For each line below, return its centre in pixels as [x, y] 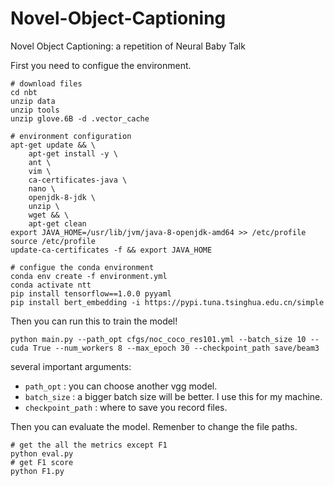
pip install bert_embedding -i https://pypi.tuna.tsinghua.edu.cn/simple [167, 302]
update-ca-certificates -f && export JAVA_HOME [111, 250]
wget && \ [49, 215]
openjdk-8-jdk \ [62, 197]
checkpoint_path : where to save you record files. [126, 407]
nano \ [42, 188]
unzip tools [35, 110]
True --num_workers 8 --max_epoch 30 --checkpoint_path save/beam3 [176, 348]
